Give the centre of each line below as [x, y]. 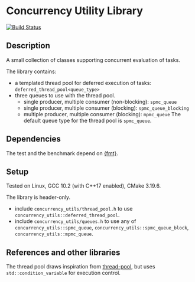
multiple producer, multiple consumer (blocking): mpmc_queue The [102, 114]
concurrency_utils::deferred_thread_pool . [67, 215]
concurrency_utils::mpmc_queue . [54, 234]
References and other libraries [63, 252]
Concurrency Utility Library [75, 11]
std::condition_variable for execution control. [64, 273]
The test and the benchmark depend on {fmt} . [62, 153]
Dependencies [33, 139]
